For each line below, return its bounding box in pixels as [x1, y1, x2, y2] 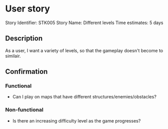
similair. [5, 53, 21, 59]
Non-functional [5, 106, 44, 113]
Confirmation [5, 67, 48, 76]
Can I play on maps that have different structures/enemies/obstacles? [12, 94, 157, 100]
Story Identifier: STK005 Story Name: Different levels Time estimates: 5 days [5, 20, 163, 26]
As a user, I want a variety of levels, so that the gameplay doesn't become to [5, 47, 163, 53]
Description [5, 34, 43, 43]
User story [5, 3, 50, 15]
